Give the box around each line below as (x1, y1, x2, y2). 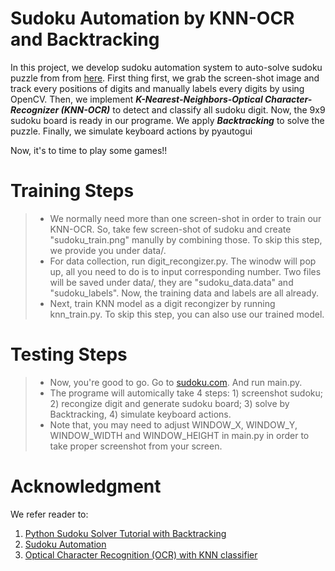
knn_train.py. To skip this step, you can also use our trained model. (49, 308, 325, 320)
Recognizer (10, 103, 60, 116)
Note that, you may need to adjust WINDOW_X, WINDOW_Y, (49, 418, 298, 431)
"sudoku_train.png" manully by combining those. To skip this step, (49, 233, 323, 246)
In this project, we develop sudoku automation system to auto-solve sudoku (10, 61, 323, 73)
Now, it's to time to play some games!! (10, 144, 168, 156)
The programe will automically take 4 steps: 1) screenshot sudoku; (49, 387, 323, 399)
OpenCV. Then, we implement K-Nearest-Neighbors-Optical (10, 93, 263, 105)
